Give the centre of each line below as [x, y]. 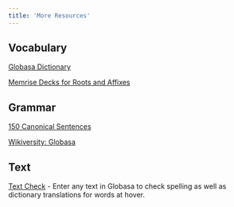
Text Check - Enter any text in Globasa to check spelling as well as [117, 186]
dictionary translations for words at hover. [77, 195]
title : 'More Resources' [49, 16]
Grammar [32, 107]
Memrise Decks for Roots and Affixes [69, 82]
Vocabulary [38, 48]
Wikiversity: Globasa [42, 142]
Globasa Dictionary [40, 67]
